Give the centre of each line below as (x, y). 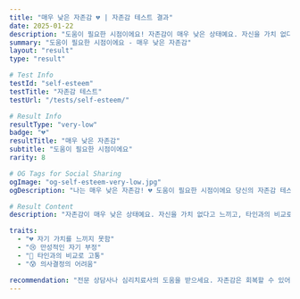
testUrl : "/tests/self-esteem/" (69, 100)
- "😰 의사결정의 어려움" (58, 264)
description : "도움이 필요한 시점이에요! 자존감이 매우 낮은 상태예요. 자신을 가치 (143, 34)
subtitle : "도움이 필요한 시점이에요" (71, 149)
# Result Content (42, 206)
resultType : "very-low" (54, 125)
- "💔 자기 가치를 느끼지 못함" (66, 239)
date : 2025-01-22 (42, 26)
